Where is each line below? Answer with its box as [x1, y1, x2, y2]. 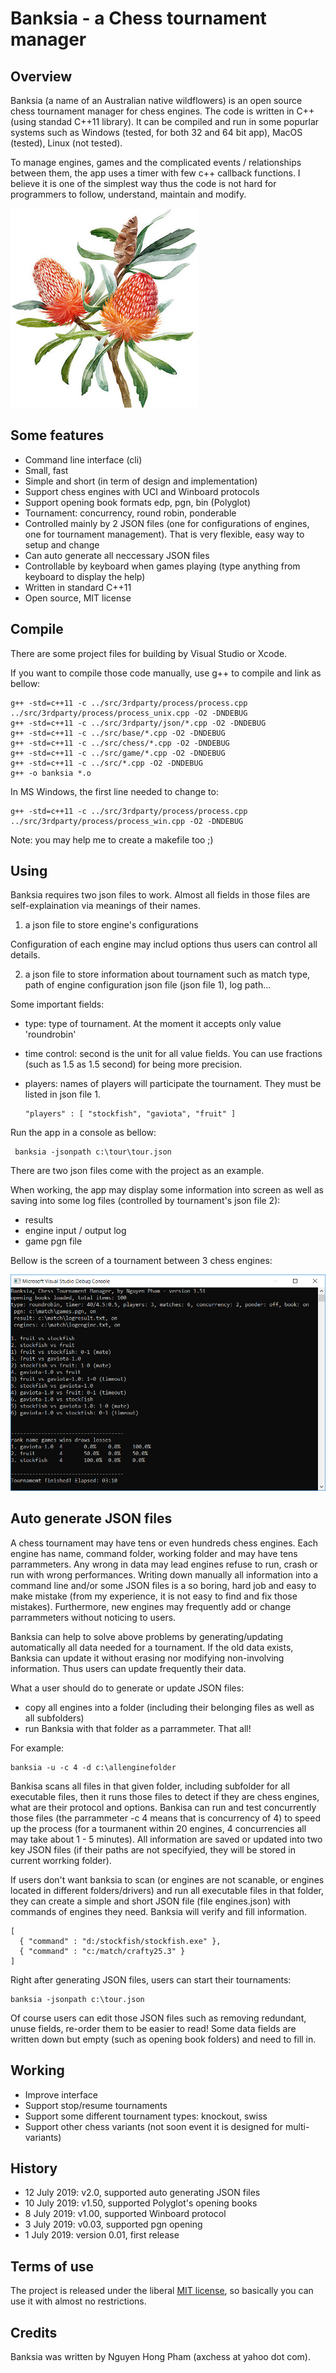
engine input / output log [24, 1225, 127, 1237]
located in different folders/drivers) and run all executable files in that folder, [10, 1884, 325, 1896]
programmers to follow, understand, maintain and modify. [10, 188, 247, 200]
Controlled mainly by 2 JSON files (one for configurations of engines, [24, 517, 310, 529]
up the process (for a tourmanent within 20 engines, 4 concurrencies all [10, 1822, 307, 1834]
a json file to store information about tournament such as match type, [24, 968, 311, 981]
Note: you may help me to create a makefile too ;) [10, 833, 214, 846]
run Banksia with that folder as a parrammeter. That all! [24, 1722, 252, 1734]
